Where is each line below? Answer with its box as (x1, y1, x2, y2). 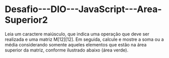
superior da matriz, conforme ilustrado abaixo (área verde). (5, 47, 129, 53)
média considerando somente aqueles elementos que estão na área (5, 41, 147, 47)
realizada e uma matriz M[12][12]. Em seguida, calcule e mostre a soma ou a (5, 36, 164, 42)
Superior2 (5, 14, 48, 26)
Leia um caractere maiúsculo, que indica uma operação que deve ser (5, 31, 150, 37)
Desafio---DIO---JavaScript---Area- (5, 4, 162, 15)
